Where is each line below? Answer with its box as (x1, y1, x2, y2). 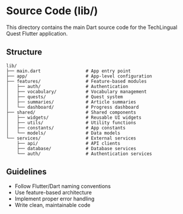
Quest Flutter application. (6, 30, 68, 37)
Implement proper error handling (14, 195, 95, 202)
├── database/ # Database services (17, 145, 136, 151)
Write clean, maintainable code (14, 201, 91, 208)
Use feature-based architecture (14, 189, 92, 196)
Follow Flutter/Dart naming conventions (14, 182, 111, 190)
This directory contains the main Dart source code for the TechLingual (6, 24, 178, 31)
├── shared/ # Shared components (6, 109, 136, 115)
